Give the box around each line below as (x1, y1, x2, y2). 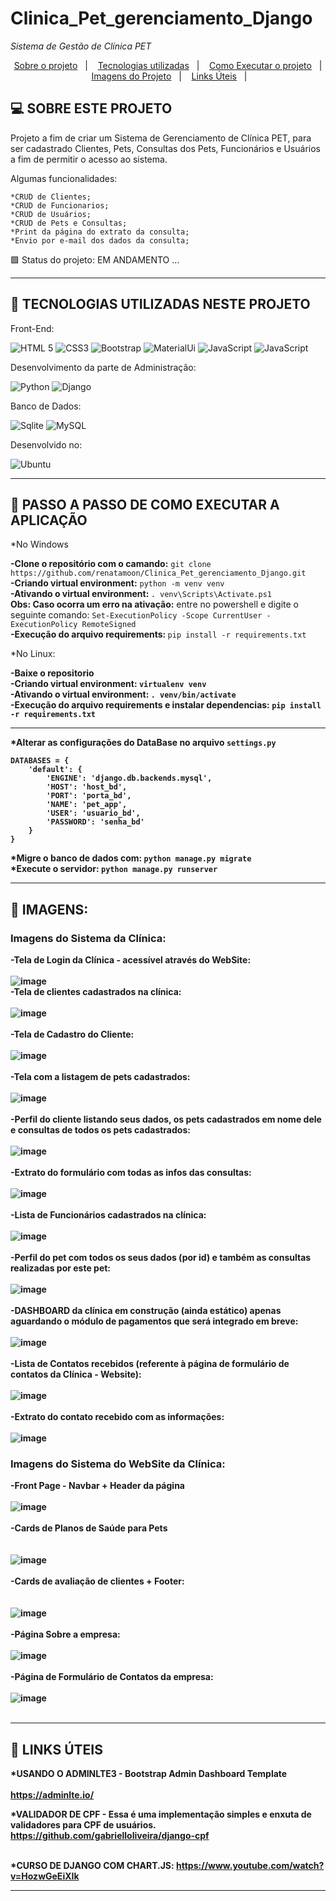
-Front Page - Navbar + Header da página (10, 1480, 185, 1492)
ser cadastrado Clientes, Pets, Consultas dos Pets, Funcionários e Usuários (10, 142, 321, 154)
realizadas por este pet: (10, 1262, 112, 1274)
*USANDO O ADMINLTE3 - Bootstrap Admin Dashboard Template (10, 1768, 288, 1780)
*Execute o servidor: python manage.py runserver (10, 863, 218, 875)
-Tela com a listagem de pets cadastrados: (10, 1071, 191, 1083)
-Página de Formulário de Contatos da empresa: (10, 1671, 214, 1683)
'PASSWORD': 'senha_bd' (46, 817, 145, 827)
